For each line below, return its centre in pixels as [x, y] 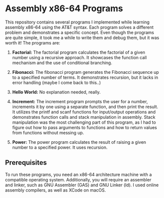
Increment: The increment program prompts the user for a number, [80, 101]
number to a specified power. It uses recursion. [60, 147]
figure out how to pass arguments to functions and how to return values [85, 127]
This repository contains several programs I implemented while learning [77, 22]
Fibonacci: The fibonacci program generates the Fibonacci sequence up [85, 72]
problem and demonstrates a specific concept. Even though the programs [80, 32]
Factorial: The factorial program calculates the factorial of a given [79, 52]
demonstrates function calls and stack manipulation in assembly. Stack [84, 117]
